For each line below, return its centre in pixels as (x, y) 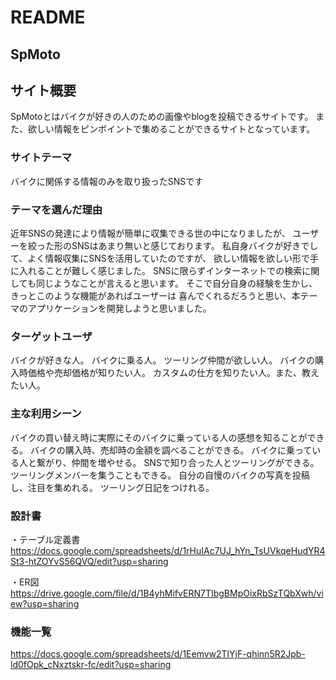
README (48, 17)
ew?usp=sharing (45, 603)
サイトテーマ (41, 158)
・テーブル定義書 (45, 539)
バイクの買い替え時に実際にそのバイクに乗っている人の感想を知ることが (159, 437)
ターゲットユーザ (51, 336)
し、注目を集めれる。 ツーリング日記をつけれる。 (112, 487)
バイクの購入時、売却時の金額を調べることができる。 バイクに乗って (171, 450)
